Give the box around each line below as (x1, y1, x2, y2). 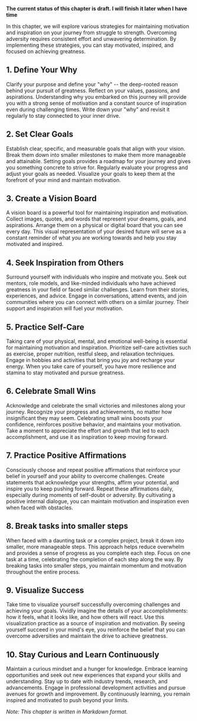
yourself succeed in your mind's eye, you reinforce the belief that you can (6, 626, 186, 633)
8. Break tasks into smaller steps (6, 521, 129, 531)
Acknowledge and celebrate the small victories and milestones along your (6, 402, 186, 409)
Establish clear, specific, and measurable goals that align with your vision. (6, 145, 186, 152)
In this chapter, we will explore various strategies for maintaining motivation (6, 23, 190, 30)
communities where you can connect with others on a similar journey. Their (6, 299, 189, 306)
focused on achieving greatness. (6, 48, 86, 55)
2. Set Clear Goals (6, 130, 74, 140)
